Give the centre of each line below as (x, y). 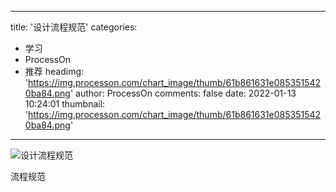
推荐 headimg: (54, 71)
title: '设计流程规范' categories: (74, 27)
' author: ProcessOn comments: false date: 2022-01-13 (183, 93)
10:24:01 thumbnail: (65, 104)
